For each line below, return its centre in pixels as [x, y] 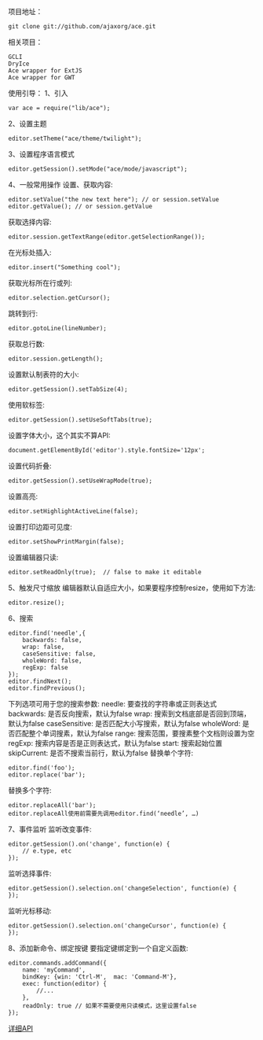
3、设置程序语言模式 [41, 154]
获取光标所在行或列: [40, 283]
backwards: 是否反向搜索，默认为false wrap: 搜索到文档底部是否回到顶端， [130, 714]
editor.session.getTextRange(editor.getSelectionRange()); [107, 237]
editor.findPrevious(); [47, 688]
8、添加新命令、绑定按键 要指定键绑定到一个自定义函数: [98, 948]
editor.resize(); [37, 603]
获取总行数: [27, 344]
